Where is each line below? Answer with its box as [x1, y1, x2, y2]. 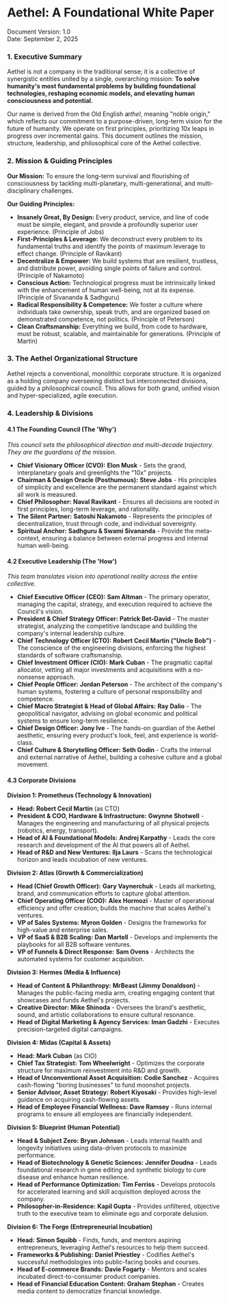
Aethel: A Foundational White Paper [7, 5, 215, 21]
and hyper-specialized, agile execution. [7, 391, 118, 399]
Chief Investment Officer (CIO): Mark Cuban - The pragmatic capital [16, 658, 213, 666]
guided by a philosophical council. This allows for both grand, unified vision [7, 384, 220, 392]
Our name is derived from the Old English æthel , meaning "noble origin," [7, 110, 211, 118]
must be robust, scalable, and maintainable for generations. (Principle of [16, 329, 221, 337]
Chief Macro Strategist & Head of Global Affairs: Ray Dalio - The [16, 702, 202, 710]
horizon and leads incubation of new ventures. [16, 856, 148, 864]
